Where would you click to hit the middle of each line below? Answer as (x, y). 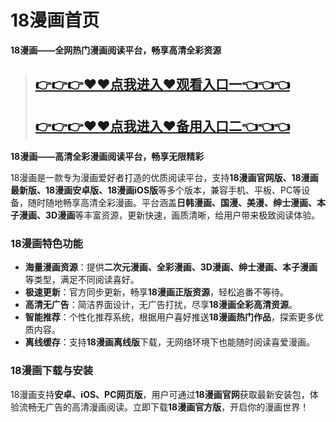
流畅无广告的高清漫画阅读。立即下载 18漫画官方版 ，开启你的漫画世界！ (164, 407)
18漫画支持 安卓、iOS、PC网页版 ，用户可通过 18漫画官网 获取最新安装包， (160, 394)
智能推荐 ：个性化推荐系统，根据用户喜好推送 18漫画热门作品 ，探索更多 (169, 317)
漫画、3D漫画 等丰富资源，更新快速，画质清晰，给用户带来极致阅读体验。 (169, 215)
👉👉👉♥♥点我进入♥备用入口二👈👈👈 (162, 126)
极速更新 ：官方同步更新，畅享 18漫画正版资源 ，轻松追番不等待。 (156, 292)
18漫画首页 (55, 20)
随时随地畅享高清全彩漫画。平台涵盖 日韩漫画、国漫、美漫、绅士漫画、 (172, 203)
